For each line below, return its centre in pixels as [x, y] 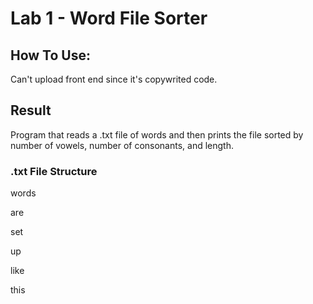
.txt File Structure [54, 171]
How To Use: [50, 55]
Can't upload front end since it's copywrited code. [114, 79]
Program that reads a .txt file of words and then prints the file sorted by [157, 134]
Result [31, 110]
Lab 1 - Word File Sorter [109, 18]
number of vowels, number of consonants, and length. [122, 145]
